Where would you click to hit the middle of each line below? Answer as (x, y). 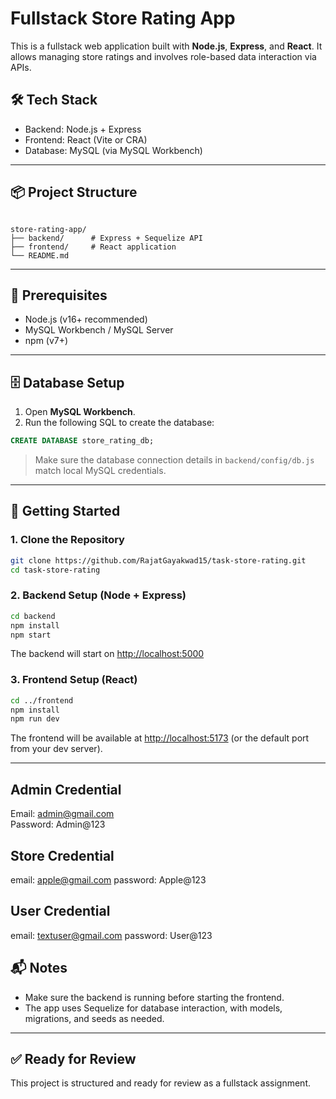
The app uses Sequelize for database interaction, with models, (153, 1008)
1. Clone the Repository (67, 540)
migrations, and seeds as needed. (94, 1018)
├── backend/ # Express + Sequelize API (106, 238)
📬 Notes (39, 968)
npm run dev (35, 719)
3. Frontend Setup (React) (74, 680)
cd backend (33, 616)
